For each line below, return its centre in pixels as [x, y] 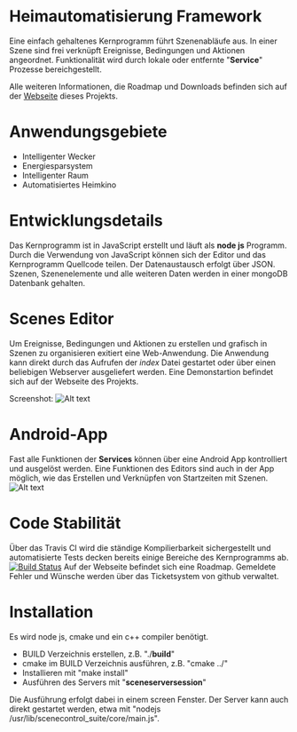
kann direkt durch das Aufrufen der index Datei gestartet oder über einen [143, 362]
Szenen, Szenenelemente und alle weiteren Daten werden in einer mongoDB [148, 274]
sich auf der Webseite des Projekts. [74, 381]
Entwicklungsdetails [86, 221]
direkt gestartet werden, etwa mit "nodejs [85, 709]
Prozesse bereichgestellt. [55, 69]
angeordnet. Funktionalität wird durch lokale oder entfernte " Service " [136, 60]
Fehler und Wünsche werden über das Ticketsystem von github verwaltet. [144, 576]
